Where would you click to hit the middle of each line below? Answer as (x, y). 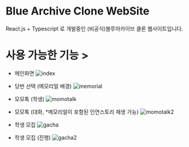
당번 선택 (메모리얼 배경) (43, 86)
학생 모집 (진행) (33, 137)
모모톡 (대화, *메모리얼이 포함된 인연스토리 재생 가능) (77, 112)
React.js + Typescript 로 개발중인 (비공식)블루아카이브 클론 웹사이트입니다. (94, 28)
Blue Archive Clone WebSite (78, 11)
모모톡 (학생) (29, 99)
